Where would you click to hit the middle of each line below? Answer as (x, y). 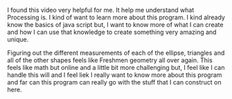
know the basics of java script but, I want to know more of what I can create (115, 25)
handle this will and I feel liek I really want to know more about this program (115, 75)
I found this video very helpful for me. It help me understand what (101, 10)
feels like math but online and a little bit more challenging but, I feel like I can (116, 67)
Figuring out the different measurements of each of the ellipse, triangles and (116, 53)
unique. (18, 39)
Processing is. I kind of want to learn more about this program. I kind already (116, 17)
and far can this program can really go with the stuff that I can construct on (114, 82)
